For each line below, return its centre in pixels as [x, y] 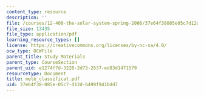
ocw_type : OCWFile [29, 51]
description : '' [27, 17]
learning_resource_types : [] [43, 40]
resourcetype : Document [36, 74]
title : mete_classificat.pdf [43, 79]
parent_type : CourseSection [42, 62]
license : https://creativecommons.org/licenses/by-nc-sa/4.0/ [87, 46]
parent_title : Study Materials [46, 57]
